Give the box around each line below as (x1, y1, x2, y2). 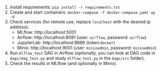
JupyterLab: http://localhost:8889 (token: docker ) (17, 40, 115, 46)
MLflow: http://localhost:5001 (17, 29, 76, 35)
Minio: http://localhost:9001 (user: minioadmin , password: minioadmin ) (17, 45, 157, 50)
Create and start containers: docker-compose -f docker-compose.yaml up (9, 9, 156, 15)
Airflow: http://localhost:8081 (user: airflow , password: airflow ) (17, 34, 147, 40)
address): (9, 24, 29, 30)
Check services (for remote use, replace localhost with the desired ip (9, 19, 151, 24)
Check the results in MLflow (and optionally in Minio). (9, 61, 117, 66)
